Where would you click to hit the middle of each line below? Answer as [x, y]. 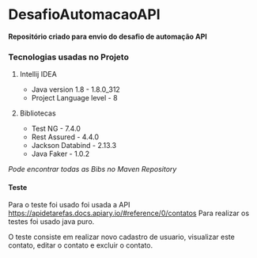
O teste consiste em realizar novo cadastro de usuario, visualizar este [121, 237]
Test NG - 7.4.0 [56, 129]
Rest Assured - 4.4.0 [65, 137]
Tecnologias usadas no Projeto [68, 57]
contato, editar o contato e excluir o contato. [81, 245]
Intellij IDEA [38, 74]
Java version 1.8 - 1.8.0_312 [76, 89]
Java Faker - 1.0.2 [60, 154]
